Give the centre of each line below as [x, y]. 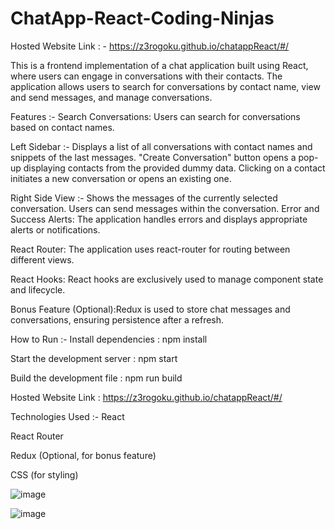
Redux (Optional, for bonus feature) [83, 455]
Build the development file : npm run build [96, 378]
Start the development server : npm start [94, 358]
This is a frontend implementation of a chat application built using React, [159, 65]
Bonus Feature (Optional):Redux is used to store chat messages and [150, 309]
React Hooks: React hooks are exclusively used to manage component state [167, 279]
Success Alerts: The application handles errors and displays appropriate [159, 219]
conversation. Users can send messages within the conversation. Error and [165, 208]
